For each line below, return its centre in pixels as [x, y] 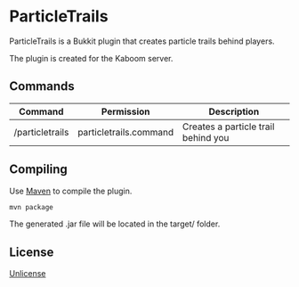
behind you [206, 137]
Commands [42, 86]
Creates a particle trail [228, 127]
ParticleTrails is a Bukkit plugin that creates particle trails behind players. [142, 41]
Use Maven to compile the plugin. [71, 191]
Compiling [39, 170]
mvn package [31, 207]
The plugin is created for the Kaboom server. [91, 58]
